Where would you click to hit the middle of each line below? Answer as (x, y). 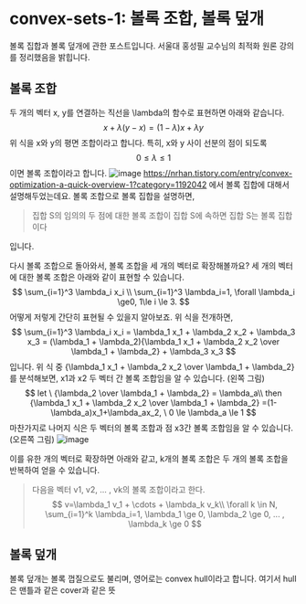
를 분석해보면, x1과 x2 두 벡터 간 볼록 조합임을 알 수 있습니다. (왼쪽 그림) (137, 378)
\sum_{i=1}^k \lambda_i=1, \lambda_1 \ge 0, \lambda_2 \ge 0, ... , (165, 514)
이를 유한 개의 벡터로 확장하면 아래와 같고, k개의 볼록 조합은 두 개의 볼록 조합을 (149, 459)
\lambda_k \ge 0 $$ (165, 524)
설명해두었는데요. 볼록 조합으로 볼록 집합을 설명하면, (102, 196)
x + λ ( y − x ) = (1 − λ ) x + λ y (153, 127)
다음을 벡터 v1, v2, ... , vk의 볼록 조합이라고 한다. (118, 489)
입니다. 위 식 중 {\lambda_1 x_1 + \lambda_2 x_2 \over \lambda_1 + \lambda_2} (152, 366)
